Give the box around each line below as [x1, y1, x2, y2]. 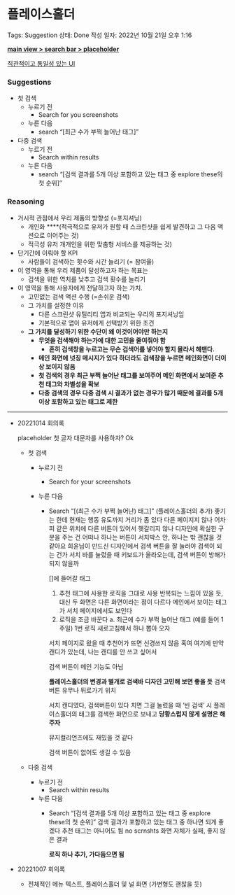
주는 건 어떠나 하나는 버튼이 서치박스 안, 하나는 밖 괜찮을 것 [62, 533, 222, 541]
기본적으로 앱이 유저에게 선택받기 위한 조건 [38, 318, 155, 327]
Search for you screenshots [38, 111, 119, 119]
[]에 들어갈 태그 [48, 574, 91, 582]
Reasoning [7, 197, 45, 206]
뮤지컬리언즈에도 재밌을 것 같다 [48, 733, 134, 742]
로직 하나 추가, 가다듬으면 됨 [48, 850, 124, 858]
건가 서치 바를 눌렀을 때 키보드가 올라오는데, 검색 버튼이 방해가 [56, 550, 226, 558]
